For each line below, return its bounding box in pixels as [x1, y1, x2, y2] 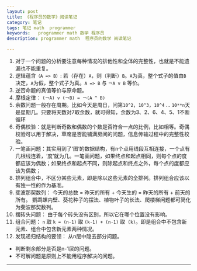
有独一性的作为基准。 [15, 182, 67, 189]
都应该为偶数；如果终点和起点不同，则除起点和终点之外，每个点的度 [15, 160, 179, 166]
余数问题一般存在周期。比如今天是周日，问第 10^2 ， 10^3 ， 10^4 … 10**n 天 [15, 102, 191, 108]
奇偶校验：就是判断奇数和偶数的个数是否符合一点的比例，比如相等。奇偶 [15, 123, 189, 130]
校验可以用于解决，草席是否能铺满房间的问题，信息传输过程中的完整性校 [15, 131, 189, 137]
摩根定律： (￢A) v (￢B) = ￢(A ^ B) [15, 94, 106, 101]
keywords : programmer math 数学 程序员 [6, 30, 105, 36]
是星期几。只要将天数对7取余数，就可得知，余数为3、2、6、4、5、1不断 [15, 109, 190, 116]
